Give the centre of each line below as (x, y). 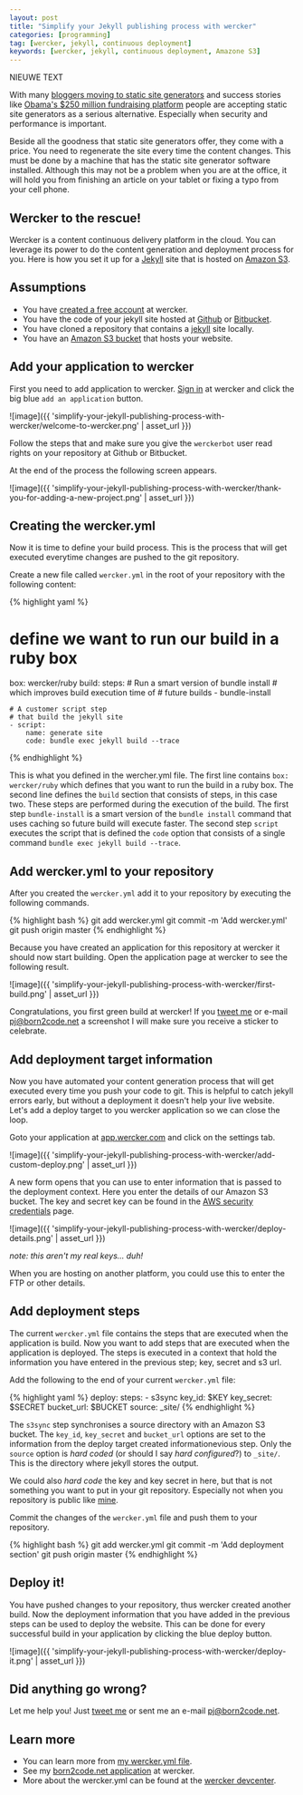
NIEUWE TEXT (36, 77)
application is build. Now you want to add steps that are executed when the (150, 1343)
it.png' (21, 1661)
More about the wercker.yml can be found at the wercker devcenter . (149, 1780)
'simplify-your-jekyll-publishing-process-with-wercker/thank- (167, 488)
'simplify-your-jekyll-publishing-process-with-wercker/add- (164, 1155)
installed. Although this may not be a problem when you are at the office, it (148, 170)
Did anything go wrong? (78, 1688)
